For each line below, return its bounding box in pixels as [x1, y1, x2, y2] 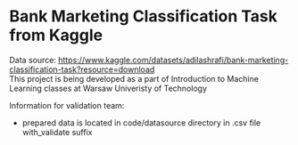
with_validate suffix [21, 126, 93, 137]
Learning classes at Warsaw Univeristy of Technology [9, 83, 208, 93]
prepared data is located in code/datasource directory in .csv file [21, 117, 261, 128]
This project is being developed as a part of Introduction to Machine [9, 73, 259, 84]
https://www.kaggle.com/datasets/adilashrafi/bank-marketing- [57, 54, 289, 65]
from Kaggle [9, 25, 103, 45]
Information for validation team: [9, 100, 125, 110]
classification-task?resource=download [9, 64, 155, 75]
